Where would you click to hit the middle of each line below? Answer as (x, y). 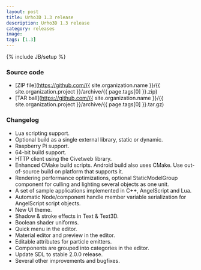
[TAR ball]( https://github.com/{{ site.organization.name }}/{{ (89, 98)
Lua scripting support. (42, 133)
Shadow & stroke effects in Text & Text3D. (67, 216)
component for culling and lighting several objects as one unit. (92, 184)
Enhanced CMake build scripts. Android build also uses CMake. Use (99, 165)
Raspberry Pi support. (42, 146)
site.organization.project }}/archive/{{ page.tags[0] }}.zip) (86, 92)
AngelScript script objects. (48, 203)
